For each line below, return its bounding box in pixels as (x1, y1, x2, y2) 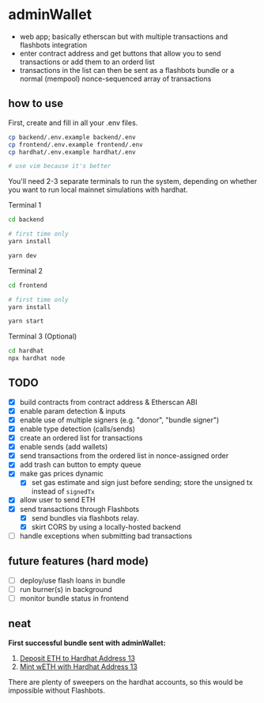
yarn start (8, 317, 44, 326)
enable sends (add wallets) (19, 442, 108, 452)
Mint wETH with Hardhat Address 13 (19, 662, 138, 671)
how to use (8, 97, 64, 110)
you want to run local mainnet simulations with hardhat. (8, 185, 188, 195)
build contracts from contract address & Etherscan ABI (19, 397, 198, 407)
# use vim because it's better (8, 162, 111, 170)
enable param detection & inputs (19, 406, 126, 415)
